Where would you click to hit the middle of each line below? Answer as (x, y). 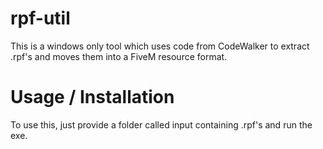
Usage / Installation (92, 97)
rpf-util (40, 18)
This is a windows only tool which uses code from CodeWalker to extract (160, 46)
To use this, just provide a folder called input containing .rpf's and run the (161, 124)
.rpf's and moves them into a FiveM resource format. (119, 56)
